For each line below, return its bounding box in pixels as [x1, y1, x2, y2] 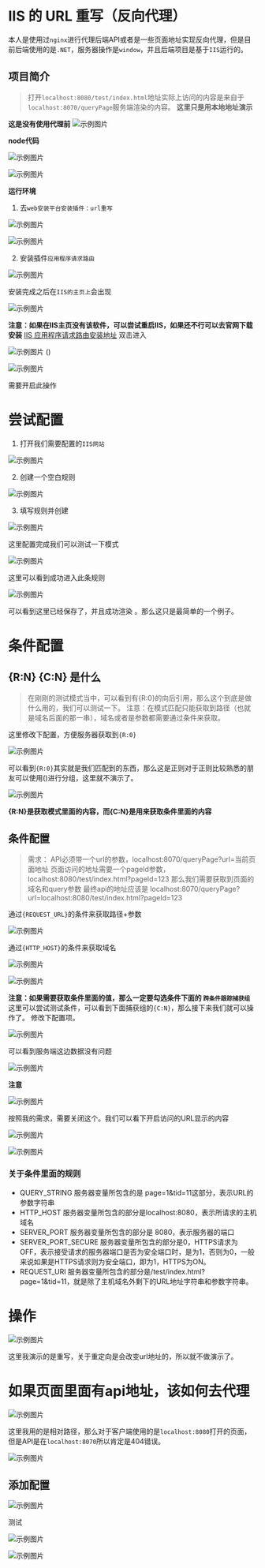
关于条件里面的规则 [8, 1169, 81, 1180]
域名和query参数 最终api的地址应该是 [27, 884, 148, 893]
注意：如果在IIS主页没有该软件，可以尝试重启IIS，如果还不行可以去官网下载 [8, 320, 254, 330]
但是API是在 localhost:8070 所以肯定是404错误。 [8, 1436, 166, 1446]
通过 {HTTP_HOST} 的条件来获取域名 [8, 942, 117, 952]
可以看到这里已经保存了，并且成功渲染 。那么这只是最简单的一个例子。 [8, 606, 238, 616]
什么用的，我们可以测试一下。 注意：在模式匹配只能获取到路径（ [27, 703, 237, 713]
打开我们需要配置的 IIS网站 [19, 439, 105, 448]
